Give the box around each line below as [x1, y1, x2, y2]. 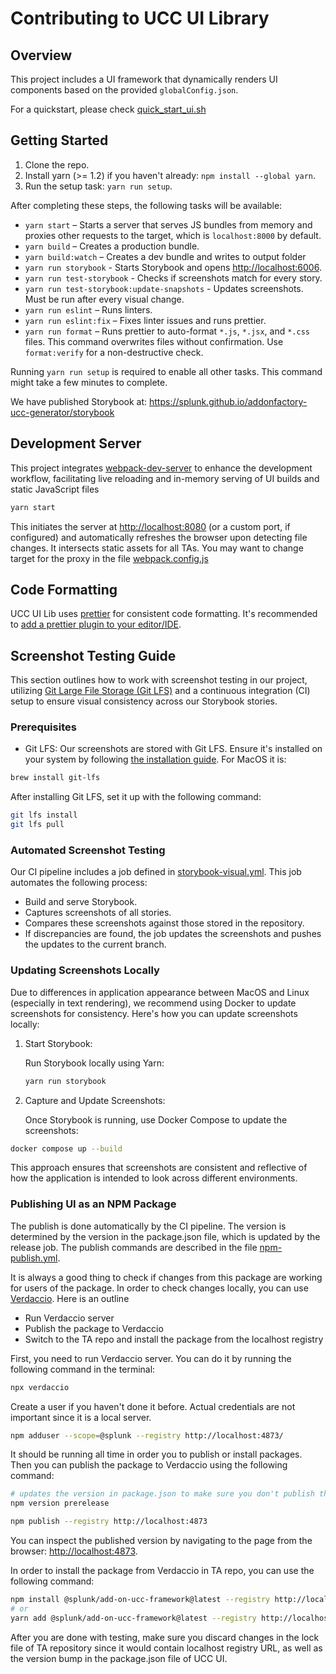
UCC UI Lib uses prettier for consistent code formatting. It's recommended [10, 608, 318, 620]
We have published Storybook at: [10, 395, 148, 407]
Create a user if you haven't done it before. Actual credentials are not [10, 1400, 296, 1412]
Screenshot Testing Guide [10, 647, 177, 664]
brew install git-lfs [10, 773, 101, 783]
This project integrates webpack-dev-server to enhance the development [10, 462, 313, 474]
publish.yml [10, 1252, 58, 1264]
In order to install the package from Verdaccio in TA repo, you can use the [10, 1565, 315, 1577]
